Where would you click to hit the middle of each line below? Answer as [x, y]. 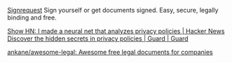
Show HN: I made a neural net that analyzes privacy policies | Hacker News [116, 31]
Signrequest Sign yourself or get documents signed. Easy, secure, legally [113, 10]
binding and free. [32, 17]
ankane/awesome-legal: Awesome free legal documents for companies [110, 52]
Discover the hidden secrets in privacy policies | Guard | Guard [98, 38]
